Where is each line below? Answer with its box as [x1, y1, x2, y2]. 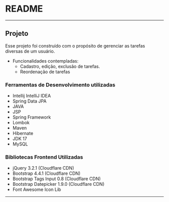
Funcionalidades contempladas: [12, 58, 79, 64]
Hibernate [12, 130, 34, 136]
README [5, 3, 43, 15]
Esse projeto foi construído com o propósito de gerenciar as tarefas [5, 42, 145, 48]
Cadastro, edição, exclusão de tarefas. [20, 63, 101, 69]
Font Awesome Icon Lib [12, 186, 61, 192]
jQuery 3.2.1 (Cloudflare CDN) [12, 165, 74, 171]
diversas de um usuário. [5, 48, 55, 54]
